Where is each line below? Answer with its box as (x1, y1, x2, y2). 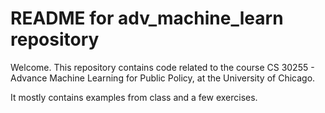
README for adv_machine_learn (10, 7, 284, 30)
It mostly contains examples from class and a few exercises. (10, 91, 258, 103)
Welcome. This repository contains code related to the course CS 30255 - (10, 61, 315, 73)
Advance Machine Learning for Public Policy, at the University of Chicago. (10, 72, 316, 84)
